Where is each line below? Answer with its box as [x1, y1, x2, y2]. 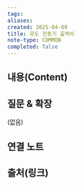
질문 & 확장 [7, 97, 53, 110]
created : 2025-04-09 [7, 23, 68, 30]
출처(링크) [7, 167, 49, 179]
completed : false [7, 43, 58, 50]
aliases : [7, 17, 33, 24]
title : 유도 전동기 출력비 [7, 30, 75, 38]
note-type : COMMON [7, 37, 61, 44]
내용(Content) [7, 72, 68, 84]
